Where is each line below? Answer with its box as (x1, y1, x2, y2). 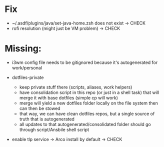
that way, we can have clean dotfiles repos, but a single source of (19, 110, 155, 116)
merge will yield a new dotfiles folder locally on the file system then (19, 100, 158, 106)
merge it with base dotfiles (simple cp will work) (19, 94, 118, 100)
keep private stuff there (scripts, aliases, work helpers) (19, 84, 132, 90)
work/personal (11, 64, 42, 70)
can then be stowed (19, 105, 60, 111)
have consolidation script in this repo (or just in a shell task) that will (19, 89, 159, 95)
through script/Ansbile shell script (19, 126, 89, 132)
